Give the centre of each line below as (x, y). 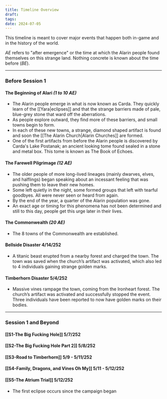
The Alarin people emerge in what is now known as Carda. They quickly (86, 104)
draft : (12, 14)
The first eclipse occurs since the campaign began (64, 391)
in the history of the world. (32, 43)
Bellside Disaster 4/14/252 (33, 245)
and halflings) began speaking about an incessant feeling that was (80, 179)
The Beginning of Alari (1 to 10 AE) (41, 93)
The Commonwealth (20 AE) (35, 223)
